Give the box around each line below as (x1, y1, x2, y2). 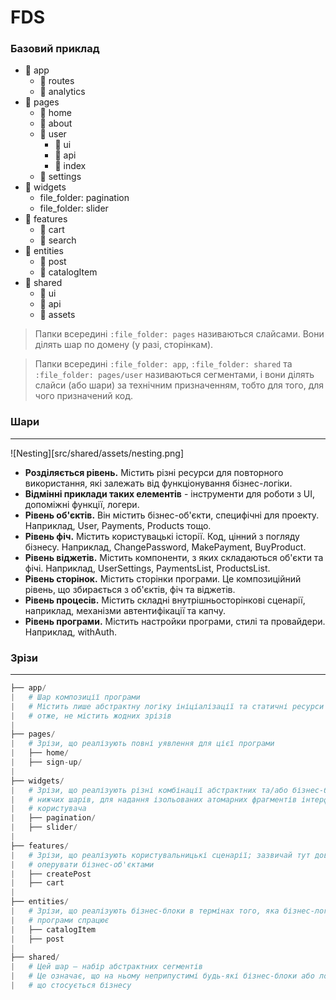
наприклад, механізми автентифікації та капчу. (24, 604, 226, 616)
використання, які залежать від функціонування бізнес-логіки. (24, 477, 293, 489)
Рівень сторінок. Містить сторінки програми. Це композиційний (24, 572, 302, 585)
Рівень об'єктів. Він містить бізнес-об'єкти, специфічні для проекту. (24, 509, 320, 521)
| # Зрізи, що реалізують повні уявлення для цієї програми (10, 739, 275, 749)
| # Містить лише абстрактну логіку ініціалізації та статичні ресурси (10, 701, 325, 711)
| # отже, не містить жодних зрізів (10, 711, 172, 721)
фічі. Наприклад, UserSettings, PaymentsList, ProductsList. (24, 562, 271, 574)
